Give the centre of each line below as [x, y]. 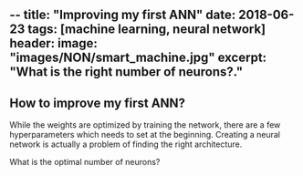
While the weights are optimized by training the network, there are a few [145, 125]
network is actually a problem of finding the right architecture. [126, 144]
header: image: [54, 43]
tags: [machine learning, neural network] [146, 30]
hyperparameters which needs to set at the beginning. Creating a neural [145, 135]
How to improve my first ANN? [97, 103]
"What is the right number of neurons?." [126, 72]
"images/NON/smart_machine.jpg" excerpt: [138, 58]
